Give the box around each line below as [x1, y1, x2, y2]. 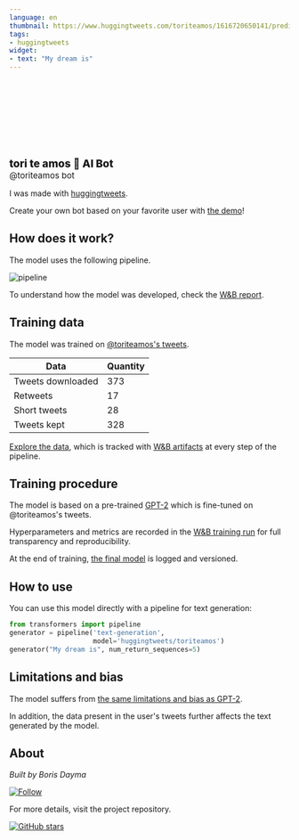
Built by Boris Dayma [9, 770, 86, 780]
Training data [9, 315, 85, 330]
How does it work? [9, 231, 115, 246]
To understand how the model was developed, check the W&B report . [9, 289, 264, 299]
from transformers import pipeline [9, 620, 141, 629]
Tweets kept [13, 418, 65, 430]
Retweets [13, 389, 53, 402]
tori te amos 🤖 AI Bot [9, 157, 114, 170]
